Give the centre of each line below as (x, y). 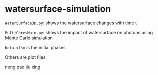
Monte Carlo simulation (29, 38)
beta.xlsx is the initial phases (35, 47)
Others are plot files (25, 57)
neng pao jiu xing (23, 67)
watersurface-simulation (58, 9)
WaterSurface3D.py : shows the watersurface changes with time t (71, 23)
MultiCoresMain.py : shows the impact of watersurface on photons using (79, 32)
